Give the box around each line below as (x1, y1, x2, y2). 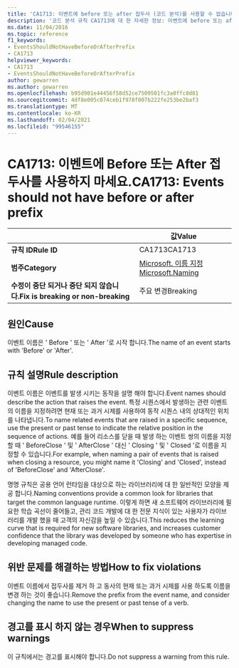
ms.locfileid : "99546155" (7, 122, 84, 130)
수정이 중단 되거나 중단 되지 (11, 281, 97, 291)
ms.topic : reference (7, 30, 69, 38)
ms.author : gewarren (7, 83, 69, 90)
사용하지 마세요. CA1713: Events (44, 174, 225, 189)
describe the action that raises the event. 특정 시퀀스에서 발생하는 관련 (7, 398, 209, 407)
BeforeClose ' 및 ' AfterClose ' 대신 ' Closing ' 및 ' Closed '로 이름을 (26, 441, 220, 449)
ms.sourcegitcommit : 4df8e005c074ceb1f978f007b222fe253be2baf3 (7, 97, 199, 104)
